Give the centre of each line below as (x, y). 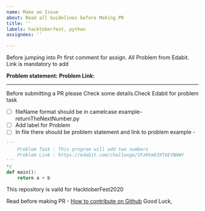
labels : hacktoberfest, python (46, 29)
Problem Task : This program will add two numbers (83, 150)
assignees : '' (24, 35)
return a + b (34, 178)
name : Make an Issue (33, 12)
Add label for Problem (42, 125)
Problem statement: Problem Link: (51, 76)
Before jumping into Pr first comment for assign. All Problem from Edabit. (98, 57)
